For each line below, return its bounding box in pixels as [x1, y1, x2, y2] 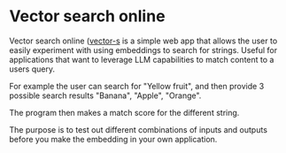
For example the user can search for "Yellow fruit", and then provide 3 [9, 80, 265, 91]
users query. [9, 64, 56, 74]
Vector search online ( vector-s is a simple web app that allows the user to [9, 35, 278, 46]
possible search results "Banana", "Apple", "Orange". [9, 90, 202, 101]
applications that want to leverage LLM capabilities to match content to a [9, 54, 274, 65]
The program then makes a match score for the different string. [9, 107, 240, 118]
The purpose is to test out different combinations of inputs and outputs [9, 124, 268, 134]
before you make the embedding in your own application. [9, 134, 218, 144]
